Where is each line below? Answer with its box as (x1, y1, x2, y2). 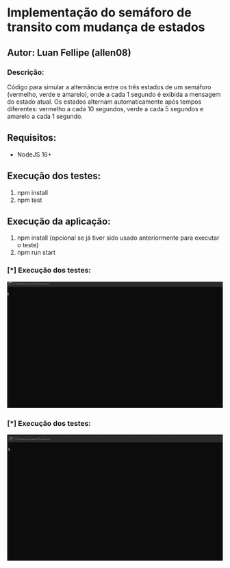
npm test (16, 196, 42, 204)
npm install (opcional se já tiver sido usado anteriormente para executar (16, 234, 220, 242)
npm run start (16, 249, 56, 257)
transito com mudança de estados (7, 19, 205, 35)
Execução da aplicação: (7, 215, 111, 227)
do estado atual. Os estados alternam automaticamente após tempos (7, 98, 202, 106)
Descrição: (7, 67, 44, 77)
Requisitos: (7, 132, 57, 144)
